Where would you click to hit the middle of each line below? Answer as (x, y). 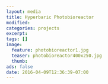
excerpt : (17, 34)
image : (14, 45)
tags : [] (17, 39)
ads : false (20, 67)
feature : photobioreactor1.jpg (50, 50)
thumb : (20, 61)
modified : (18, 22)
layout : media (24, 12)
